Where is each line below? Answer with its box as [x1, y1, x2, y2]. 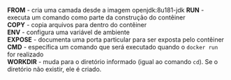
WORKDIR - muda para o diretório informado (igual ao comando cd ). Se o [7, 58, 218, 65]
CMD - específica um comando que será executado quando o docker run [7, 43, 218, 51]
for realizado [7, 50, 44, 58]
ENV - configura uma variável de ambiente [7, 28, 131, 36]
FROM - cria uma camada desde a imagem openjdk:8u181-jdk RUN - [7, 6, 204, 14]
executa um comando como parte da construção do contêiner [7, 13, 186, 22]
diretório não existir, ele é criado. [7, 65, 102, 73]
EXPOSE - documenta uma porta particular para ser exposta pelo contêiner [7, 35, 225, 44]
